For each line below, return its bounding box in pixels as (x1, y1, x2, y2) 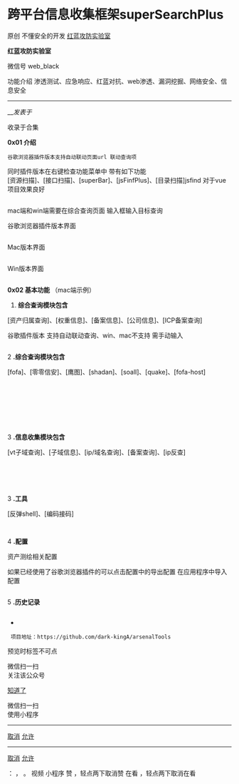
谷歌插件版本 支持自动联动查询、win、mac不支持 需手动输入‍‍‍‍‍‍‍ (7, 331, 184, 340)
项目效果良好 (7, 185, 45, 193)
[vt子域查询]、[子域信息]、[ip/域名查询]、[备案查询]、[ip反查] (7, 447, 186, 457)
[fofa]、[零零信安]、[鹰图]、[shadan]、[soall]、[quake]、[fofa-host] (7, 367, 206, 376)
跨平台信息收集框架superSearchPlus (7, 6, 224, 23)
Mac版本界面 (7, 243, 46, 251)
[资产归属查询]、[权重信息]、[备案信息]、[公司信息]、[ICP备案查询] (7, 315, 203, 325)
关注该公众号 (7, 671, 45, 679)
